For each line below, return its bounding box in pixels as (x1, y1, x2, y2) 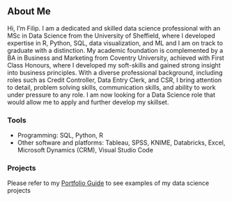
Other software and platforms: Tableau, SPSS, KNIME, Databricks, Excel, (17, 138, 226, 147)
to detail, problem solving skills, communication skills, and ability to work (7, 83, 216, 91)
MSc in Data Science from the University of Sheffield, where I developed (7, 31, 216, 40)
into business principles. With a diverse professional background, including (7, 68, 223, 77)
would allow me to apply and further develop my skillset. (7, 97, 169, 106)
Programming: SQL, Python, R (17, 131, 103, 140)
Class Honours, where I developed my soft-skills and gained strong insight (7, 61, 221, 69)
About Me (7, 6, 51, 17)
